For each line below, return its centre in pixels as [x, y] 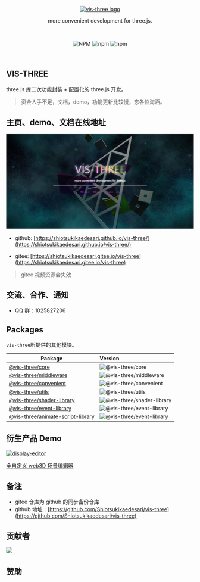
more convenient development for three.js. [100, 21]
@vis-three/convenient [37, 384]
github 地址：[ [32, 509]
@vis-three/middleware [38, 375]
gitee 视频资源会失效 [46, 275]
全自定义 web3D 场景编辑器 [40, 465]
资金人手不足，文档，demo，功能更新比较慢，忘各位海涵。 [93, 102]
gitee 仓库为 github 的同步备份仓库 [57, 502]
